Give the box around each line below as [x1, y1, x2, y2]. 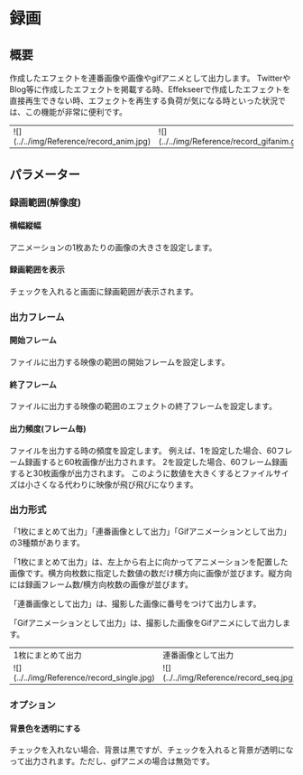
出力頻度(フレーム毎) [9, 423, 87, 434]
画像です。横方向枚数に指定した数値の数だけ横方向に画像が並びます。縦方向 [9, 567, 293, 578]
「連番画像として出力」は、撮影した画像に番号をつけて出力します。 [9, 598, 262, 609]
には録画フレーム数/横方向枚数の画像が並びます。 [9, 579, 194, 590]
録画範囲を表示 [9, 264, 65, 275]
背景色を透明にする [9, 723, 81, 733]
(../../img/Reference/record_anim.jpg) [13, 135, 151, 146]
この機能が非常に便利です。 [24, 107, 128, 117]
